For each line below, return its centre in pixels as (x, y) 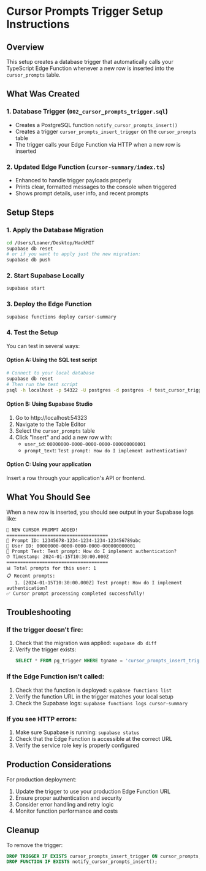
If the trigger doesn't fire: (45, 630)
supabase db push (29, 260)
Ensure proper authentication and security (69, 798)
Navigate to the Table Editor (50, 424)
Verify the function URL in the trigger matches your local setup (94, 696)
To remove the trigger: (35, 845)
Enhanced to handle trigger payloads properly (73, 180)
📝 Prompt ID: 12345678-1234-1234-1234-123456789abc (74, 540)
